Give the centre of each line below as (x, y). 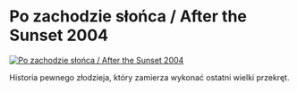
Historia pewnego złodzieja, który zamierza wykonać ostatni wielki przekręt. (149, 77)
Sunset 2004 (59, 35)
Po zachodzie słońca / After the (128, 17)
